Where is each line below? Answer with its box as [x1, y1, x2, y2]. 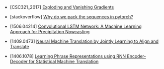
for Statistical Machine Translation [29, 59, 99, 64]
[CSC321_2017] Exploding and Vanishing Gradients [9, 4, 114, 10]
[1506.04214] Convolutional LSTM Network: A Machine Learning [9, 23, 142, 29]
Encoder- [126, 53, 146, 59]
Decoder [9, 59, 28, 64]
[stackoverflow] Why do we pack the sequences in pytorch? [9, 14, 133, 19]
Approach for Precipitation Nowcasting [9, 29, 90, 34]
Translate [9, 44, 29, 49]
